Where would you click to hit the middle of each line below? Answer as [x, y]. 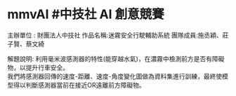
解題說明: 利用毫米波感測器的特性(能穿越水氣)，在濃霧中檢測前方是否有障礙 [116, 59]
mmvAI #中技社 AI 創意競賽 [86, 14]
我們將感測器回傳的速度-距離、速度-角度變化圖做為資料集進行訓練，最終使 [115, 76]
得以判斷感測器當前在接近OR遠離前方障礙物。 [79, 85]
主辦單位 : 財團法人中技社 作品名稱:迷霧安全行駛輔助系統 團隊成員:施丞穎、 [115, 35]
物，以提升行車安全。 [38, 67]
